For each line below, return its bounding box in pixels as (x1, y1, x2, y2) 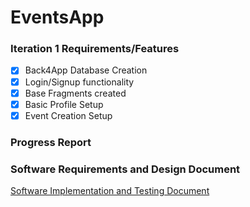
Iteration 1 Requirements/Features (10, 42, 180, 56)
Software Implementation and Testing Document (10, 185, 210, 197)
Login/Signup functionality (24, 76, 135, 88)
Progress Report (10, 135, 92, 149)
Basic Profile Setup (24, 98, 104, 110)
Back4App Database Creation (24, 64, 148, 76)
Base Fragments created (24, 87, 127, 99)
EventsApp (10, 6, 105, 29)
